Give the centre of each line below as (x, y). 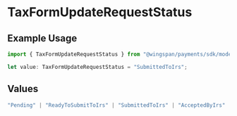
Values (23, 89)
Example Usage (42, 38)
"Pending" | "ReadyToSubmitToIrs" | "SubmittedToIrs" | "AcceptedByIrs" (116, 105)
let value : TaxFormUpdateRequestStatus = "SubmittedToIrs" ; (98, 67)
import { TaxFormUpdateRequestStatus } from (74, 54)
